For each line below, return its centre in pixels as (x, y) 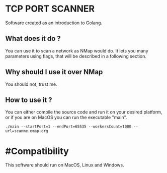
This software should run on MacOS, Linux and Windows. (65, 165)
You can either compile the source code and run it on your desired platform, (84, 112)
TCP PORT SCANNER (50, 9)
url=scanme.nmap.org (27, 131)
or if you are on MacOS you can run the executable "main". (66, 118)
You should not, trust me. (31, 84)
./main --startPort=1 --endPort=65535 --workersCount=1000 (68, 127)
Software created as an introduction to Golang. (54, 23)
